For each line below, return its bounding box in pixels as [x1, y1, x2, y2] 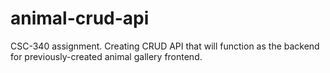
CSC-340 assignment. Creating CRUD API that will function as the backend [10, 40, 320, 52]
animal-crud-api [10, 7, 150, 30]
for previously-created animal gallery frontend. [10, 50, 203, 62]
